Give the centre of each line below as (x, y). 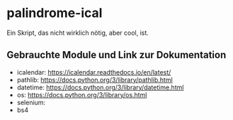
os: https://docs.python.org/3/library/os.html (82, 94)
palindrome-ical (55, 13)
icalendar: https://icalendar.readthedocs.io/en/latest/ (94, 72)
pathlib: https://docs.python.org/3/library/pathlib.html (95, 80)
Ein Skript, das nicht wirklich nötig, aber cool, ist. (78, 33)
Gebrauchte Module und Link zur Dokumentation (116, 55)
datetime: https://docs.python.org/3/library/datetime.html (100, 87)
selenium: (31, 102)
